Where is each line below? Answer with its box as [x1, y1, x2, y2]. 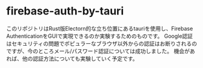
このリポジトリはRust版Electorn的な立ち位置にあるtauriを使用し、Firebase [6, 25, 193, 32]
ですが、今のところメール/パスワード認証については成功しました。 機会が [6, 47, 190, 55]
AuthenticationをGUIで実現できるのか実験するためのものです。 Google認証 [6, 32, 193, 40]
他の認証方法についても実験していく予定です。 [22, 55, 138, 62]
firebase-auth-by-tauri [6, 4, 124, 18]
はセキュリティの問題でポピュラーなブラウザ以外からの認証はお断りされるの [6, 40, 198, 47]
